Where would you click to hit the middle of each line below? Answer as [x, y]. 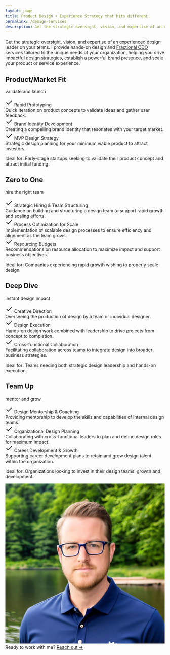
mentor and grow [23, 399]
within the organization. [30, 461]
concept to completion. [30, 336]
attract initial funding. [27, 164]
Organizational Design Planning [47, 431]
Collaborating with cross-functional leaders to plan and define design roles [83, 436]
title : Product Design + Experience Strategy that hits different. [78, 16]
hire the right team [25, 192]
